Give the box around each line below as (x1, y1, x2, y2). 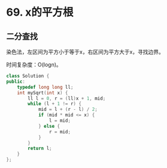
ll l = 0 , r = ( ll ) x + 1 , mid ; (28, 95, 106, 101)
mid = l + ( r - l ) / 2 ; (38, 106, 98, 113)
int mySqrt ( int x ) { (17, 89, 68, 96)
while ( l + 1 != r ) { (28, 101, 82, 107)
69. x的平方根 (6, 5, 74, 19)
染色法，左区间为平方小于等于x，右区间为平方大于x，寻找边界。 (6, 49, 165, 55)
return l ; (28, 145, 52, 152)
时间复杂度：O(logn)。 (6, 61, 62, 68)
